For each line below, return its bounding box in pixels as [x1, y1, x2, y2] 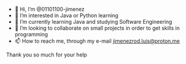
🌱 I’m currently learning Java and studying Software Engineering [14, 18, 172, 25]
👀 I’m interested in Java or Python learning [14, 12, 118, 19]
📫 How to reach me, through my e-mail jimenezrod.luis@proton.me [14, 37, 180, 44]
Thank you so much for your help [6, 51, 88, 58]
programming [14, 31, 49, 38]
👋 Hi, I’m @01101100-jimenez [14, 6, 85, 12]
